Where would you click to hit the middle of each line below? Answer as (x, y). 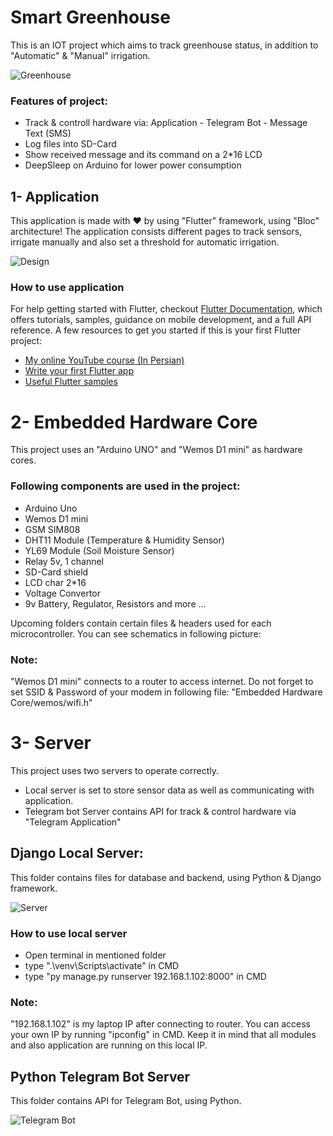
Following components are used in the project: (125, 486)
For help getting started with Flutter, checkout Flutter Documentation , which (166, 309)
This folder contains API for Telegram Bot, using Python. (126, 1101)
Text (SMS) (48, 133)
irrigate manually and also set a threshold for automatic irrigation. (145, 242)
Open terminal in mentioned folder (95, 955)
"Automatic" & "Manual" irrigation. (80, 55)
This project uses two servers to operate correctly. (114, 770)
